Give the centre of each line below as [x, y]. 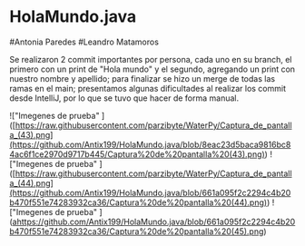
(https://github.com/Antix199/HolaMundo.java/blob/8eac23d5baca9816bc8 [150, 144]
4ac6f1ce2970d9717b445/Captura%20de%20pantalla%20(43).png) [137, 154]
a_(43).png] [31, 134]
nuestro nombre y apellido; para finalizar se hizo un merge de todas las [142, 78]
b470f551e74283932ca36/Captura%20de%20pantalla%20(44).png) [138, 202]
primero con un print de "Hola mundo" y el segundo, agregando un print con [152, 69]
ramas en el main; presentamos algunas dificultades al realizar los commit [148, 88]
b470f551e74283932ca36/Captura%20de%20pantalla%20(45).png [137, 231]
